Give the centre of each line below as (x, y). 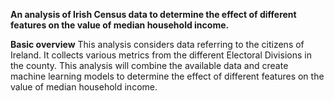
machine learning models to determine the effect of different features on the (167, 76)
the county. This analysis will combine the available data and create (149, 65)
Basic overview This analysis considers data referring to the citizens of (157, 44)
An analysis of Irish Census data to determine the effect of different (153, 14)
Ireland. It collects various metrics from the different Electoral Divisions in (161, 55)
